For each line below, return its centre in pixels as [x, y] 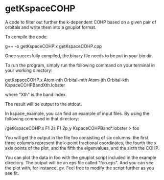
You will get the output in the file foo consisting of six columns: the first [77, 137]
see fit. [12, 173]
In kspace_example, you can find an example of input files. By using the [77, 113]
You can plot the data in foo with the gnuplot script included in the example [81, 157]
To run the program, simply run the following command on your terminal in [80, 65]
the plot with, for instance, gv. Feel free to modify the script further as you [80, 168]
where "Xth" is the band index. [36, 94]
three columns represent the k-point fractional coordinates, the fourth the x [81, 143]
